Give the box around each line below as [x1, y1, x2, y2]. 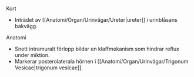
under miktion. [14, 52, 50, 58]
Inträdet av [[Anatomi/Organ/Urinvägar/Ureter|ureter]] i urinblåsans [14, 16, 178, 23]
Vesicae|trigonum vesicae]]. [14, 64, 83, 71]
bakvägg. [14, 23, 38, 29]
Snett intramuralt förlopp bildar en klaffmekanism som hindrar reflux [14, 45, 179, 52]
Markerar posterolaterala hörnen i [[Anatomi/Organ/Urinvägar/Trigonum [14, 58, 189, 65]
